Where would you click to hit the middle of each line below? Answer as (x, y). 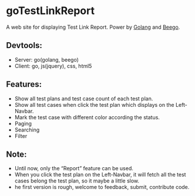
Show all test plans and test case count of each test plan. (84, 99)
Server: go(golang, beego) (47, 59)
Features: (24, 84)
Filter (21, 136)
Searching (27, 130)
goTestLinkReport (51, 11)
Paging (23, 123)
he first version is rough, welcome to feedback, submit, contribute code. (102, 187)
